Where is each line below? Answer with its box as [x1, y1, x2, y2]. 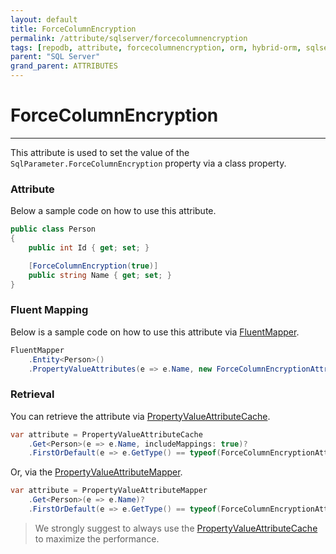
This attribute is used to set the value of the [10, 146, 190, 158]
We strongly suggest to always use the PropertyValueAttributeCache [34, 522, 318, 534]
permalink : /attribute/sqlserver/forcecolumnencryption [10, 33, 248, 43]
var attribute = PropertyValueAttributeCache [10, 429, 203, 440]
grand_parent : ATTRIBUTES [10, 61, 118, 71]
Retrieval [10, 387, 55, 401]
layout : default [10, 14, 78, 25]
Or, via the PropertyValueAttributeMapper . [10, 466, 183, 478]
